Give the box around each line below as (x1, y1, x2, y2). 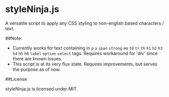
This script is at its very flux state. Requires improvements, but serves (12, 61, 158, 67)
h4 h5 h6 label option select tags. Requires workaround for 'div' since (12, 50, 158, 56)
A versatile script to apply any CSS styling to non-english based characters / (5, 20, 164, 26)
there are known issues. (12, 55, 63, 61)
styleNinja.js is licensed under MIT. (5, 85, 78, 91)
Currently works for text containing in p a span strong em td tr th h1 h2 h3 (12, 45, 163, 51)
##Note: (5, 35, 23, 41)
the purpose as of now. (12, 66, 61, 72)
